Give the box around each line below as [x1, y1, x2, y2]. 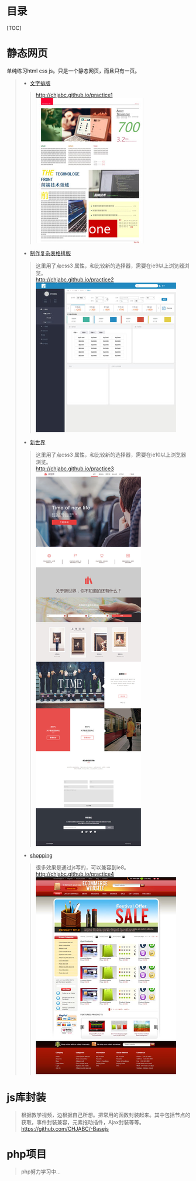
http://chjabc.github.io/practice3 [35, 465, 114, 472]
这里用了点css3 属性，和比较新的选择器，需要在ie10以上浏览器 [35, 451, 187, 458]
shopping [29, 852, 53, 859]
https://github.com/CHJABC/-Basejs [20, 1125, 109, 1132]
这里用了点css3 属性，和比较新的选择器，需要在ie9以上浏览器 [35, 262, 185, 269]
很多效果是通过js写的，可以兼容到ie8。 [35, 863, 129, 871]
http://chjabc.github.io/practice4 [35, 870, 115, 877]
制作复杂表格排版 [29, 249, 71, 257]
